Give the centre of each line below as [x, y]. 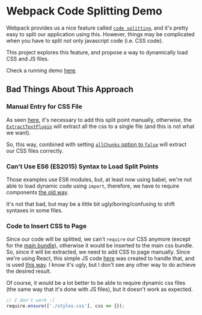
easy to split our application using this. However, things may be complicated [100, 34]
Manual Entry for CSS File [44, 107]
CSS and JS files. [28, 59]
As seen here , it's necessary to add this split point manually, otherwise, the [99, 119]
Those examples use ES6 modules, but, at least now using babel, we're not [99, 179]
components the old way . [38, 192]
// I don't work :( [31, 301]
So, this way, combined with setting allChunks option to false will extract [96, 144]
